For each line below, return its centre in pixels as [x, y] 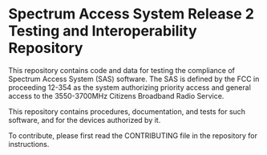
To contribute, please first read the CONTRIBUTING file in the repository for [133, 135]
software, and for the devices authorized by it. [85, 120]
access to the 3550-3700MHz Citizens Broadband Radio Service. [116, 96]
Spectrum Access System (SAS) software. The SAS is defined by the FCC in [134, 79]
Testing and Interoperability [103, 31]
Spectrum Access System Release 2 [131, 14]
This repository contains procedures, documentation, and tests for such [127, 111]
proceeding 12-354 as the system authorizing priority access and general [129, 87]
